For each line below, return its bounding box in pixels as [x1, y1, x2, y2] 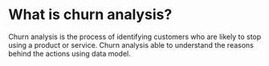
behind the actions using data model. [8, 49, 131, 58]
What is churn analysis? [8, 6, 173, 24]
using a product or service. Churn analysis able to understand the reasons [8, 40, 255, 49]
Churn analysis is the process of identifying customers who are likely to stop [8, 32, 262, 41]
